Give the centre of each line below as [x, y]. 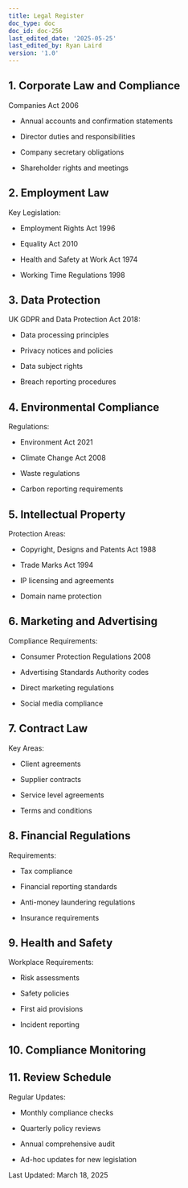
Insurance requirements [59, 917]
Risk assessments [50, 978]
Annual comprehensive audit [67, 1144]
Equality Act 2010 [49, 243]
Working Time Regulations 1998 [73, 275]
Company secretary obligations [72, 152]
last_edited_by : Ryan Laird [55, 46]
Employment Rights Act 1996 [67, 228]
